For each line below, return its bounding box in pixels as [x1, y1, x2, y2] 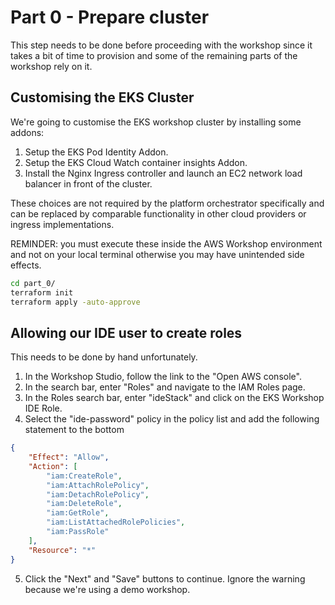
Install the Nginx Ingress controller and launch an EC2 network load [24, 167, 303, 179]
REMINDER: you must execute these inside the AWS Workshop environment [10, 237, 323, 250]
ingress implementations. [10, 218, 115, 230]
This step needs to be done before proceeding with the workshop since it [10, 39, 313, 51]
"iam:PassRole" [46, 527, 110, 537]
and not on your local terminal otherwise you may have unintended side [10, 248, 305, 260]
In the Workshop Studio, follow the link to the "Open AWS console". [24, 371, 302, 383]
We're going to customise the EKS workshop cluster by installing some [10, 116, 302, 128]
